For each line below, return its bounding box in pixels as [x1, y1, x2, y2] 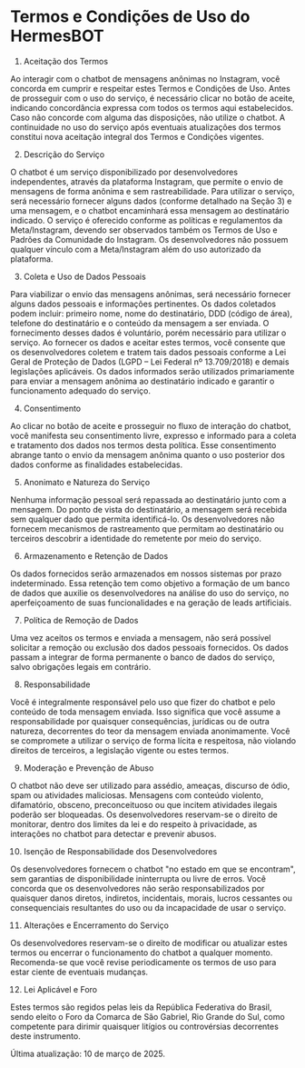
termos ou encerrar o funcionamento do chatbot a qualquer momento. [10, 947, 273, 958]
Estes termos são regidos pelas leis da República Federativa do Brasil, [10, 1002, 272, 1013]
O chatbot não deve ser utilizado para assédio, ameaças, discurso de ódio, [10, 780, 290, 791]
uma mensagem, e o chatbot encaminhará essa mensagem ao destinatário [10, 205, 290, 215]
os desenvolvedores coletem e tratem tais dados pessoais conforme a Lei [10, 346, 287, 357]
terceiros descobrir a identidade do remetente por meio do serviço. [10, 533, 262, 544]
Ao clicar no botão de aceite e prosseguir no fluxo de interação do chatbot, [10, 420, 291, 431]
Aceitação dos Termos [23, 55, 108, 66]
